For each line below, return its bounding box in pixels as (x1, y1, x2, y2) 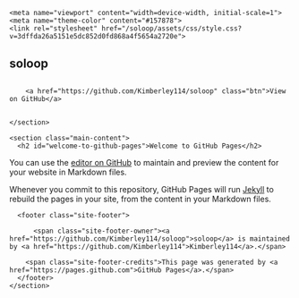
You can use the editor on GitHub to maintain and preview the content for (9, 157, 279, 167)
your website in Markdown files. (9, 166, 127, 177)
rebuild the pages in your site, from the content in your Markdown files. (9, 193, 271, 204)
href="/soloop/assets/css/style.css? (101, 24, 243, 33)
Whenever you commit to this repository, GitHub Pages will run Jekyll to (9, 183, 275, 194)
